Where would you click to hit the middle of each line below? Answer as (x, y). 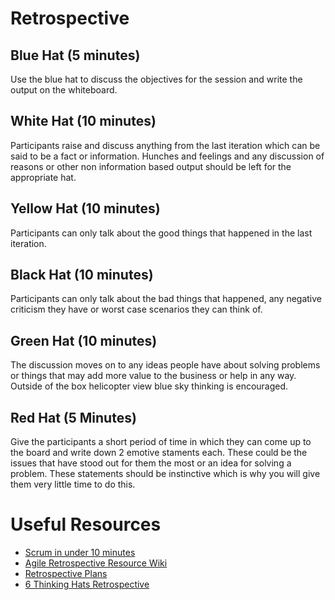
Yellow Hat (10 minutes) (85, 208)
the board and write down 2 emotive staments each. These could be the (159, 453)
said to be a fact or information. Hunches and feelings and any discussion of (167, 156)
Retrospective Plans (66, 573)
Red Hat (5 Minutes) (73, 417)
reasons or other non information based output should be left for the (151, 166)
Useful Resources (86, 524)
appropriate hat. (43, 177)
